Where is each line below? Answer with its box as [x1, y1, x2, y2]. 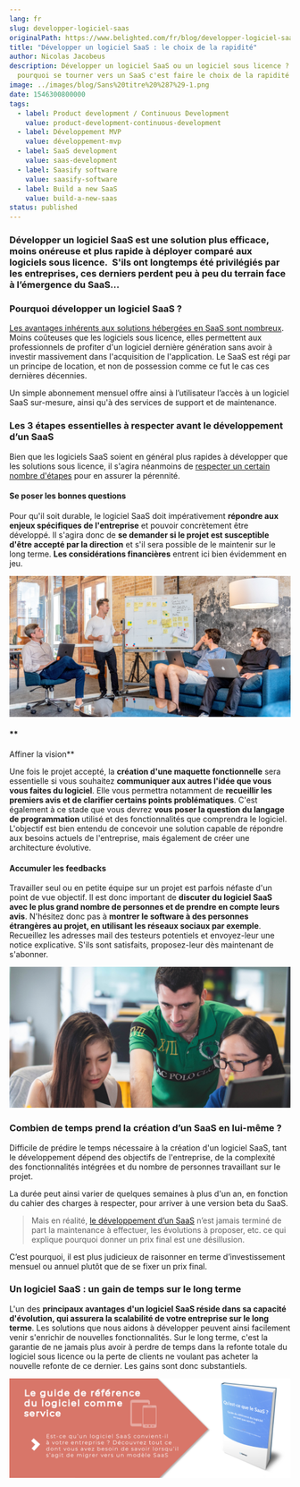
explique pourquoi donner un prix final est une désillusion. [30, 1234, 246, 1245]
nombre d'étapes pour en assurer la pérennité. [9, 470, 180, 480]
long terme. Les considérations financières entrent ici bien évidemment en [9, 548, 287, 559]
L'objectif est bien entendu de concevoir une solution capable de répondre [9, 823, 284, 834]
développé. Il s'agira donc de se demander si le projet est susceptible [9, 529, 270, 540]
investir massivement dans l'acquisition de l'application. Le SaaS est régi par [9, 352, 291, 362]
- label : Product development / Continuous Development [17, 108, 229, 118]
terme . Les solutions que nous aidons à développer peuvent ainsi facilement [9, 1322, 291, 1333]
